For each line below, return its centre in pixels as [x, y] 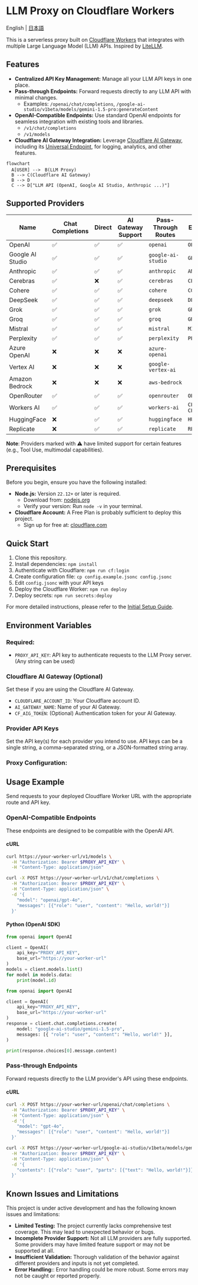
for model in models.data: [39, 975]
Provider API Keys [32, 729]
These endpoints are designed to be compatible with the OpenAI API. [90, 831]
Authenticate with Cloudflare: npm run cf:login [72, 571]
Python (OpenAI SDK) [33, 924]
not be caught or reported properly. [58, 1276]
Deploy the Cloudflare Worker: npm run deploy [71, 589]
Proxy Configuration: [37, 763]
